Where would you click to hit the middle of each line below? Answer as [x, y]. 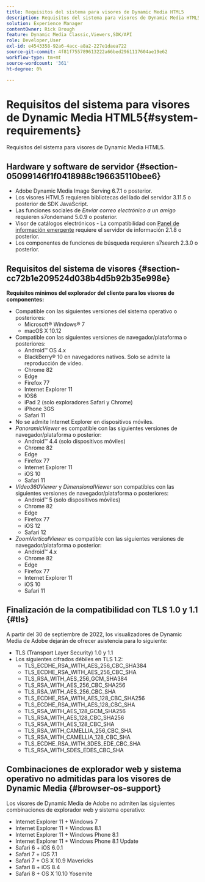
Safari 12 [35, 532]
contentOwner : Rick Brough [41, 29]
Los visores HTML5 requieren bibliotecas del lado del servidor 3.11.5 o [103, 198]
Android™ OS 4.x [45, 350]
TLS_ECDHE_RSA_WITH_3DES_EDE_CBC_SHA [82, 743]
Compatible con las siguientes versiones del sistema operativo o [96, 311]
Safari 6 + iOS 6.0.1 [39, 847]
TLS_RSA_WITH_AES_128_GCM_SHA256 [75, 711]
